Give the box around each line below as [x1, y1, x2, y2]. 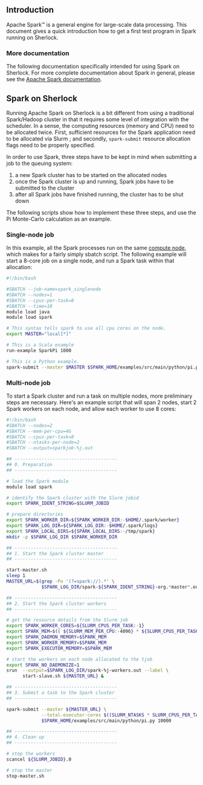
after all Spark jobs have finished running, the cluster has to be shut [14, 190, 184, 198]
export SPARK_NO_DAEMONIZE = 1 [6, 662, 80, 668]
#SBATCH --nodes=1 [6, 292, 53, 298]
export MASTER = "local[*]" [6, 331, 71, 337]
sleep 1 [6, 573, 26, 579]
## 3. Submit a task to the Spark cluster [6, 690, 115, 696]
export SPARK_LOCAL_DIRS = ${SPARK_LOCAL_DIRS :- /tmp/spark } [6, 528, 155, 534]
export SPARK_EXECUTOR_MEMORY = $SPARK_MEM [6, 645, 112, 651]
